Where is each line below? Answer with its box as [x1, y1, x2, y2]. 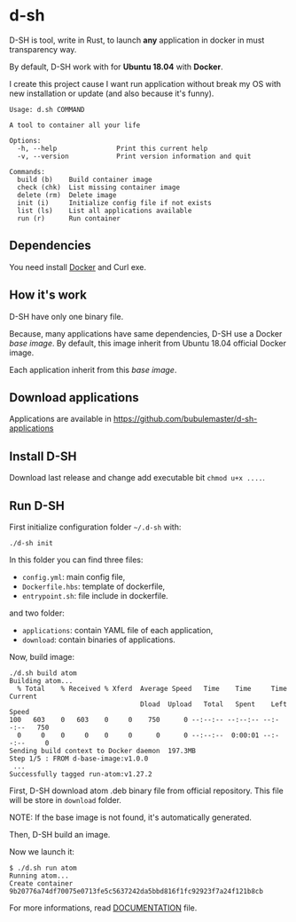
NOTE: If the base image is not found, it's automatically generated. [9, 812, 253, 823]
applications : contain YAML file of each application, [21, 625, 214, 635]
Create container [9, 879, 74, 888]
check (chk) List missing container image [17, 183, 180, 192]
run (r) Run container [17, 214, 121, 223]
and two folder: [9, 608, 65, 618]
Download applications [9, 390, 139, 405]
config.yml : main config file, [21, 572, 126, 582]
